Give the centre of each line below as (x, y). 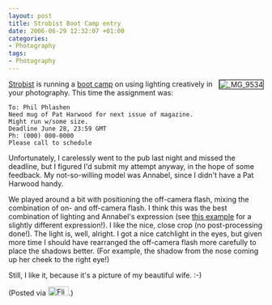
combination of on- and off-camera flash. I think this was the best (118, 208)
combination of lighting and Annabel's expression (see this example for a (130, 216)
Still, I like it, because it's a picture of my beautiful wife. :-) (105, 275)
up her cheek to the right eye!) (59, 259)
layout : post (30, 16)
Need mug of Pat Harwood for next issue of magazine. (101, 114)
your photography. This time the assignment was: (91, 92)
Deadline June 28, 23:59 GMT (57, 129)
